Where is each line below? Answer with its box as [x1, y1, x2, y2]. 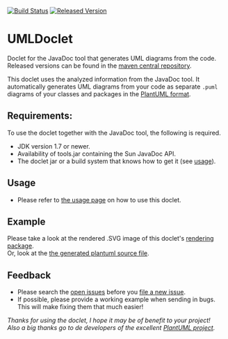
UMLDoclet [7, 31, 73, 47]
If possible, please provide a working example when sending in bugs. [17, 295, 215, 303]
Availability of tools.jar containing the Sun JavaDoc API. [17, 149, 176, 158]
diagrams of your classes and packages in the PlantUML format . [7, 89, 191, 98]
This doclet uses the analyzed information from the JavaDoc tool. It [7, 75, 200, 83]
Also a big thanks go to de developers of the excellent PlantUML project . [7, 324, 215, 332]
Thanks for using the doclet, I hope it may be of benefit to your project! [7, 316, 211, 324]
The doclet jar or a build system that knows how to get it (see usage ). [17, 157, 216, 165]
